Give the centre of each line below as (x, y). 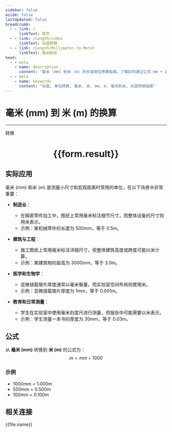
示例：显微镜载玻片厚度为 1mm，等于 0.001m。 (70, 291)
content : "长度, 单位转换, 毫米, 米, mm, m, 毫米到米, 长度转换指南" (87, 86)
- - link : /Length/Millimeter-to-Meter (52, 48)
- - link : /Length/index (36, 39)
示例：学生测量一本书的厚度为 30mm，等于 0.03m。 (76, 319)
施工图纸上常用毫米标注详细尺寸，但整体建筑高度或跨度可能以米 (88, 250)
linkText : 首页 (34, 34)
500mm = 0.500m (32, 389)
